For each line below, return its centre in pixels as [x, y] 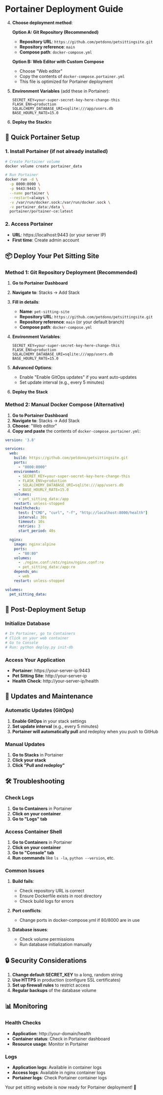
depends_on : [26, 572]
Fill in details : [26, 302]
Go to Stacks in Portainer [38, 755]
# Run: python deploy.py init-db [39, 647]
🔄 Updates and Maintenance [49, 696]
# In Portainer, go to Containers [40, 634]
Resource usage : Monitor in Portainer [50, 1044]
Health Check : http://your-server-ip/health [55, 681]
